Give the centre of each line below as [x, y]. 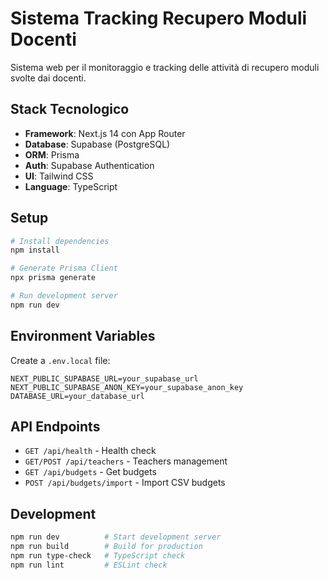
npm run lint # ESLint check [89, 565]
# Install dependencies [60, 241]
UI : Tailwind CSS [59, 176]
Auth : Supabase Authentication [89, 165]
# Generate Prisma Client [64, 268]
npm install [35, 250]
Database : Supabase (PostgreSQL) [97, 144]
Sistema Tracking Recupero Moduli [159, 18]
